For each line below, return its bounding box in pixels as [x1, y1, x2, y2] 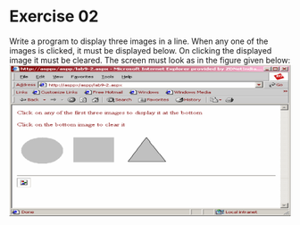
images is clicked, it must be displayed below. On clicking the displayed [9, 45, 272, 55]
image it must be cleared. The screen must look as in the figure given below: [9, 54, 291, 65]
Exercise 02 [9, 6, 99, 27]
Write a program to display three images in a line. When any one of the [9, 36, 269, 46]
